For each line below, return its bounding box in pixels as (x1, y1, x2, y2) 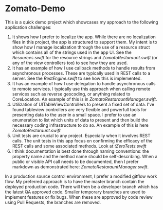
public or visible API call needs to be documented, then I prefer (12, 159, 139, 164)
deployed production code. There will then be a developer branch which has (5, 184, 158, 189)
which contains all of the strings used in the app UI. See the (12, 49, 132, 55)
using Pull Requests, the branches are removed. (5, 199, 101, 205)
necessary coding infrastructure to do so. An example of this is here (12, 122, 149, 128)
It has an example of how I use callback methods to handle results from (12, 65, 156, 71)
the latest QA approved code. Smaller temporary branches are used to (5, 189, 146, 195)
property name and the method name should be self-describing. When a (12, 153, 158, 159)
